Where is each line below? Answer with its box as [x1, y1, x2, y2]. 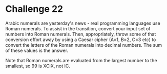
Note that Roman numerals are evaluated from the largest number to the [5, 57, 157, 63]
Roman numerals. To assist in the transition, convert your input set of [5, 25, 151, 31]
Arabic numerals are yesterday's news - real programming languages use [5, 20, 160, 26]
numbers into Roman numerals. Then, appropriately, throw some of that [5, 31, 156, 37]
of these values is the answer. [5, 47, 68, 53]
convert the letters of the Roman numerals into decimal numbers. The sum [5, 42, 162, 48]
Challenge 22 [5, 3, 63, 15]
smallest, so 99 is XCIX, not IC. [5, 63, 70, 69]
